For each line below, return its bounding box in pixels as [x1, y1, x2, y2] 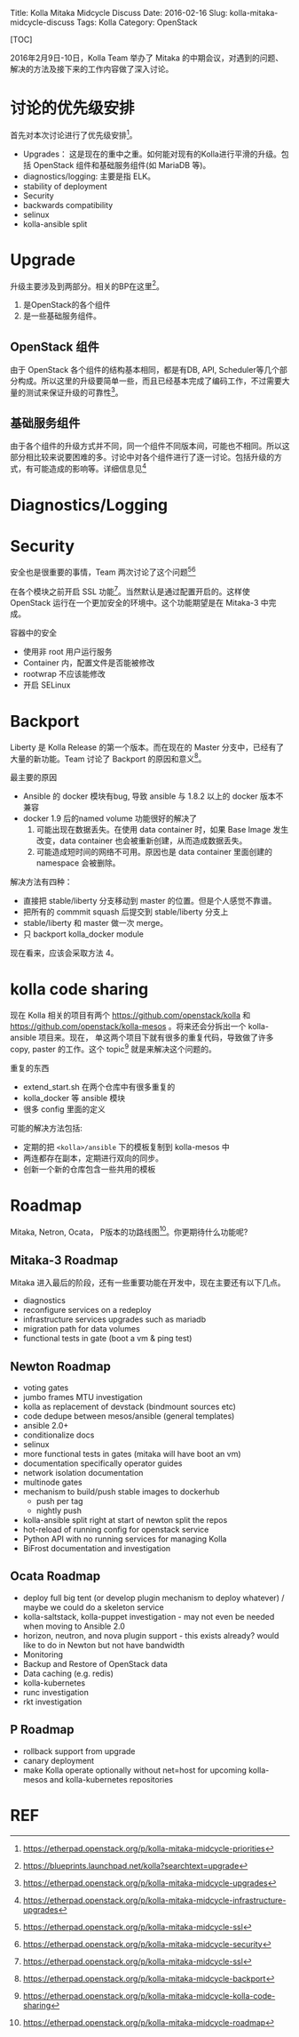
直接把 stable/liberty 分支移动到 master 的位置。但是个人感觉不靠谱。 [22, 896, 277, 906]
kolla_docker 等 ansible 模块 [22, 1092, 126, 1103]
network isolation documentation [22, 1467, 144, 1477]
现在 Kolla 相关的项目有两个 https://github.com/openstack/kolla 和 [10, 1010, 251, 1021]
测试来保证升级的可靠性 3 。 [25, 386, 123, 398]
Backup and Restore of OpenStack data [22, 1658, 168, 1669]
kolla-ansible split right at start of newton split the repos [22, 1514, 228, 1525]
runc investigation [22, 1687, 90, 1697]
